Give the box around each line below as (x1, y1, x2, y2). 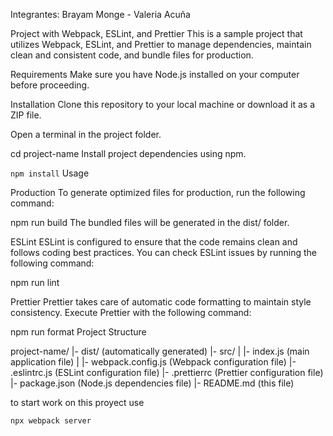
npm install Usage (10, 167, 90, 179)
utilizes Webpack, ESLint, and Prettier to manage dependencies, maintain (10, 39, 312, 50)
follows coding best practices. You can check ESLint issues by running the (10, 247, 317, 258)
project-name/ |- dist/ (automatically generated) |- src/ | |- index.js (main (10, 345, 310, 357)
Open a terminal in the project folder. (10, 129, 162, 140)
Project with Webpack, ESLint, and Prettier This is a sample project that (10, 28, 303, 39)
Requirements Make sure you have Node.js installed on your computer (10, 69, 300, 80)
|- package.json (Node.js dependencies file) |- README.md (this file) (10, 377, 295, 389)
